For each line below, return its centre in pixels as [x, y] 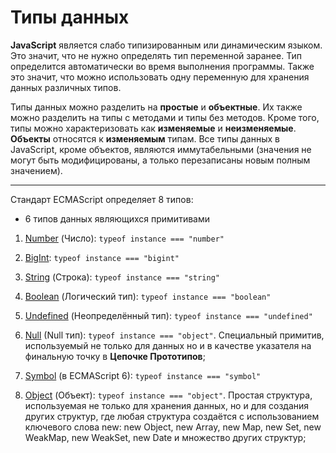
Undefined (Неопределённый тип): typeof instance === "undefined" [168, 315]
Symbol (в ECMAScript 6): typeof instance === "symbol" [143, 375]
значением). [36, 170]
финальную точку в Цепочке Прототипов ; [115, 356]
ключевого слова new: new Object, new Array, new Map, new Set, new [173, 427]
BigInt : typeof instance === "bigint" [102, 257]
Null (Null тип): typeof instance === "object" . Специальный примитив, [174, 335]
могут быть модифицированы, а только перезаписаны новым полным [160, 160]
